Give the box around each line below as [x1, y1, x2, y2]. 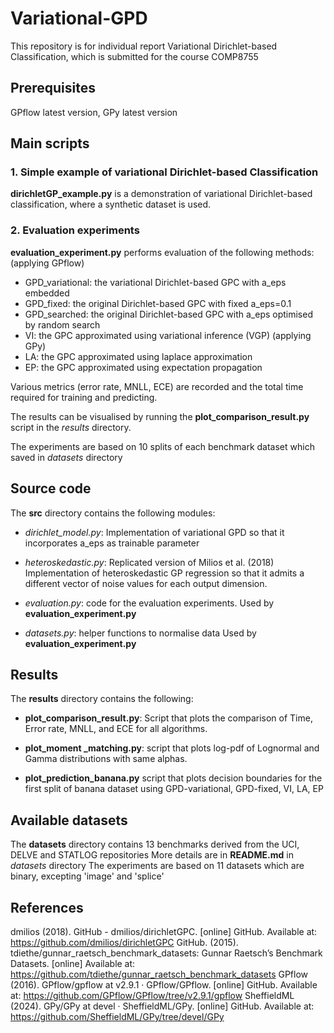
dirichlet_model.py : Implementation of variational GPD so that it [24, 526, 285, 538]
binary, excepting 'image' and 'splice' [10, 870, 165, 882]
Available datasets [10, 812, 128, 829]
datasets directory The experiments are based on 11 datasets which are [10, 860, 305, 872]
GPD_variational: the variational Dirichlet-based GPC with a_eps [24, 276, 287, 288]
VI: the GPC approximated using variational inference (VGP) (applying [24, 329, 312, 341]
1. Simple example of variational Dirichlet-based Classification [10, 165, 319, 179]
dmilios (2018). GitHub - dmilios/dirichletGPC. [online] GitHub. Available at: [10, 925, 318, 937]
